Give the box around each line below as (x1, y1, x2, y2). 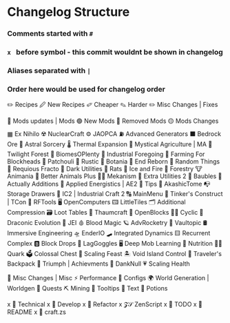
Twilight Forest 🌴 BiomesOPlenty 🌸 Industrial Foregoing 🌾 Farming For (7, 150, 205, 159)
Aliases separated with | (7, 66, 91, 75)
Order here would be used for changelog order (7, 84, 165, 94)
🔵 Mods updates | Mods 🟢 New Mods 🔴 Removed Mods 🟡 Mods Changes (7, 117, 219, 125)
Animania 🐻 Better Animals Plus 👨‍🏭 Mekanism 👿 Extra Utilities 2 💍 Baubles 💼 (7, 172, 222, 180)
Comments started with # (7, 29, 94, 39)
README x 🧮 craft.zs (7, 308, 67, 316)
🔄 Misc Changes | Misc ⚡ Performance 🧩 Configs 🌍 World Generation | (7, 274, 209, 282)
